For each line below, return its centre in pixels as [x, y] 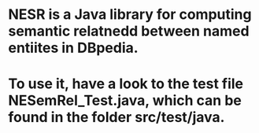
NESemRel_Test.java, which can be [125, 101]
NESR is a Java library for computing [130, 15]
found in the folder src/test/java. [117, 118]
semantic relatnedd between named [129, 31]
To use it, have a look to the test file [126, 84]
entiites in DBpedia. [74, 48]
